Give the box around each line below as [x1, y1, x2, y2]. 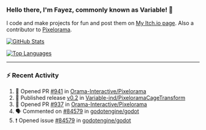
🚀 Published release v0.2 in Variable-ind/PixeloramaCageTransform [15, 94, 186, 101]
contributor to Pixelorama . [6, 26, 72, 33]
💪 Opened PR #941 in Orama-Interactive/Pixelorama [15, 87, 147, 94]
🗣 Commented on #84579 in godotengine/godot [15, 107, 139, 115]
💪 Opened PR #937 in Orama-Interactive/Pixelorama [15, 101, 147, 108]
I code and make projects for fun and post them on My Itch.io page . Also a [6, 20, 194, 27]
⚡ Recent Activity [6, 71, 59, 80]
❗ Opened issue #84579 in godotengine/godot [15, 117, 131, 124]
